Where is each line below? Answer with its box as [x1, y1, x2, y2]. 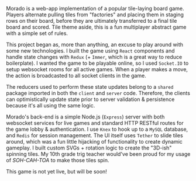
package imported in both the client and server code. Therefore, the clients [6, 90, 190, 96]
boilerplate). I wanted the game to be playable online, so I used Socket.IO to [6, 60, 189, 67]
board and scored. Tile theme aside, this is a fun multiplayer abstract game [6, 23, 187, 30]
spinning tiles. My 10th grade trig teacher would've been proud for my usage [6, 151, 191, 157]
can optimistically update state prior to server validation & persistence [6, 96, 175, 103]
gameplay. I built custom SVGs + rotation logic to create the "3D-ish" [6, 144, 172, 151]
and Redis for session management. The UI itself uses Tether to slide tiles [6, 132, 183, 139]
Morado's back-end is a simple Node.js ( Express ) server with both [6, 113, 165, 120]
